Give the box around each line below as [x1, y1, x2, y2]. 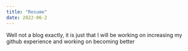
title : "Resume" [6, 8, 47, 15]
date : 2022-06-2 [6, 15, 47, 21]
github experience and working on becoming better [6, 38, 135, 45]
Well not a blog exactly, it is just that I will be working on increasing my [6, 31, 183, 38]
